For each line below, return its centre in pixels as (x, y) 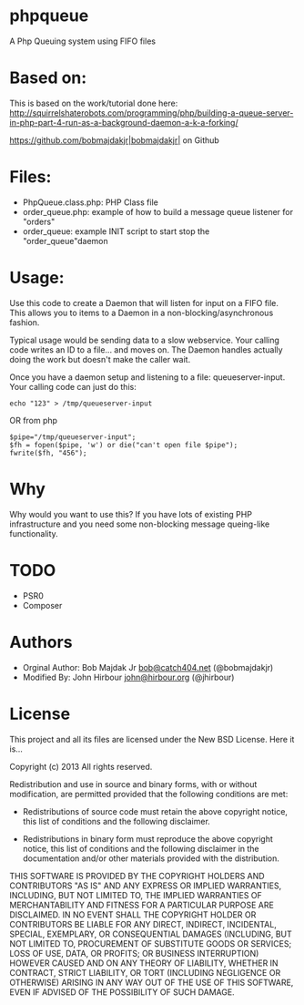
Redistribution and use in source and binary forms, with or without (133, 784)
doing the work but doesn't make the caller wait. (100, 359)
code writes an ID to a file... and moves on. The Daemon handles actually (147, 349)
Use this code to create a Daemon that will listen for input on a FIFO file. (144, 303)
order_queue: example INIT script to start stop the (116, 231)
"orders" (39, 221)
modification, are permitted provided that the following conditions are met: (149, 794)
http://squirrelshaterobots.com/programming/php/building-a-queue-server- (152, 113)
